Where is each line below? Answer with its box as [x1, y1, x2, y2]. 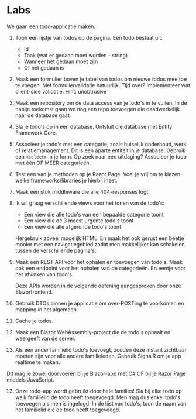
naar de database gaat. [15, 112, 71, 119]
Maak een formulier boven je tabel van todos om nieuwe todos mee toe [15, 75, 187, 83]
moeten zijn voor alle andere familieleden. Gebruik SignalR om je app [15, 352, 181, 359]
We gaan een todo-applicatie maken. [6, 23, 96, 30]
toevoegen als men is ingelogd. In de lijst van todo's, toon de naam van [15, 400, 187, 407]
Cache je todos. [15, 317, 53, 324]
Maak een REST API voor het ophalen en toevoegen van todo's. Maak [15, 258, 183, 265]
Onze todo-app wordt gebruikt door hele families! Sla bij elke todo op [15, 387, 182, 394]
